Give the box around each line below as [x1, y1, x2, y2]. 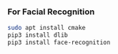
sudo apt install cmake [7, 24, 86, 32]
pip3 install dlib [7, 31, 68, 39]
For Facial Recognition [7, 6, 95, 17]
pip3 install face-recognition [7, 38, 111, 47]
